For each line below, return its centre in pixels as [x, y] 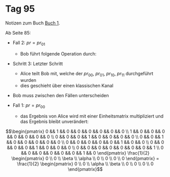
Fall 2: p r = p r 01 [29, 43]
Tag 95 [20, 9]
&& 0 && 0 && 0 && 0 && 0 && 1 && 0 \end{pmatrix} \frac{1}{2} [85, 153]
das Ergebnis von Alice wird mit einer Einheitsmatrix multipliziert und [92, 116]
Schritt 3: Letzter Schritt [38, 64]
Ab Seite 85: [18, 33]
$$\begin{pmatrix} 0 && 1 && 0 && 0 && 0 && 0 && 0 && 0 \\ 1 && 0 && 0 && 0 [85, 131]
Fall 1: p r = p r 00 [29, 106]
